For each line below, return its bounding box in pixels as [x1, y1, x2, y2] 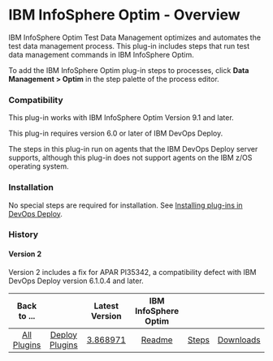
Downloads [217, 334, 261, 346]
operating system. [8, 161, 69, 171]
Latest [93, 300, 119, 312]
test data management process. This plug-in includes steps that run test [8, 41, 250, 50]
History [8, 229, 39, 240]
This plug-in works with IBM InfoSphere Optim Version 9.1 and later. [8, 113, 234, 122]
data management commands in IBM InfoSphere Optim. [8, 49, 195, 59]
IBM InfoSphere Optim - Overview [8, 6, 241, 24]
